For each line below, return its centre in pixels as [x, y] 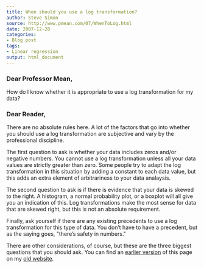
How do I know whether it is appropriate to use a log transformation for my [100, 91]
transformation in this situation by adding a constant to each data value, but [101, 172]
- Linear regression [33, 52]
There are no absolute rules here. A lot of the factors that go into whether [98, 127]
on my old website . [30, 259]
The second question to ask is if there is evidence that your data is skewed [100, 190]
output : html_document [35, 57]
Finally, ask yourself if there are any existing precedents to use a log [92, 221]
